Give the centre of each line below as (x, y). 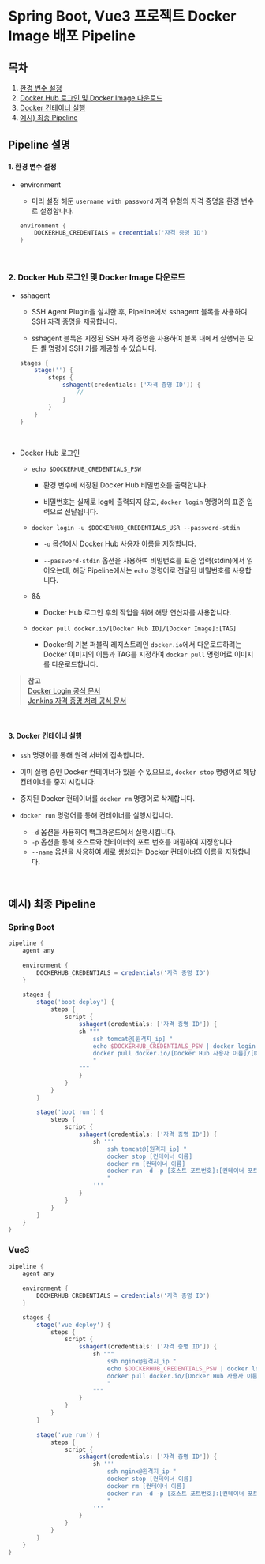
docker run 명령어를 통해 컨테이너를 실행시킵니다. (96, 815)
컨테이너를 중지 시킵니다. (58, 781)
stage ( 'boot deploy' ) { (75, 1002)
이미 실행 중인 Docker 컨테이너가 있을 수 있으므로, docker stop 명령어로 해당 (138, 772)
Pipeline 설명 (39, 145)
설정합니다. (57, 211)
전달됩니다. (81, 512)
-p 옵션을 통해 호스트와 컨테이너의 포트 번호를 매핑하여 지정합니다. (133, 841)
